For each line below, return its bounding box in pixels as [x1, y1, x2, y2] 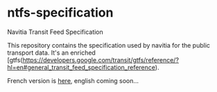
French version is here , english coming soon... [7, 76, 139, 84]
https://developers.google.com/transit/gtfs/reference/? [22, 55, 179, 64]
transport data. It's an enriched [7, 48, 96, 57]
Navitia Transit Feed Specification [7, 28, 104, 36]
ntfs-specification [7, 5, 114, 21]
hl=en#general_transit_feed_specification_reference [7, 63, 156, 71]
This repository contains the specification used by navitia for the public [7, 41, 210, 49]
